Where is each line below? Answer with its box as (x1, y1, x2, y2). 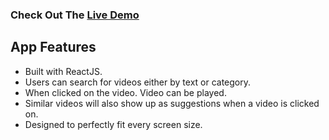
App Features (10, 39, 97, 56)
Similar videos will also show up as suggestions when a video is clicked (24, 97, 320, 109)
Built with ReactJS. (24, 65, 103, 77)
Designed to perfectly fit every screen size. (24, 118, 203, 130)
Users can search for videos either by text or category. (24, 76, 252, 88)
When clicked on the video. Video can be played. (24, 86, 227, 98)
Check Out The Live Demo (10, 8, 140, 22)
